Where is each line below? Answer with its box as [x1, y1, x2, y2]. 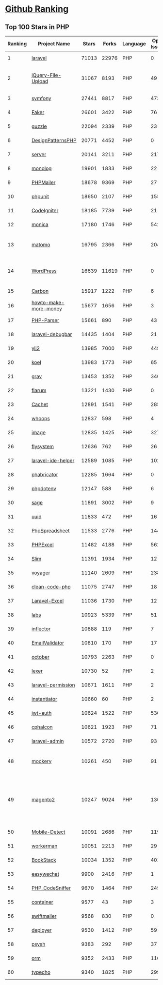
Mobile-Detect [31, 828, 65, 835]
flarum [31, 387, 47, 394]
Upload [31, 78, 49, 84]
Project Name [38, 40, 70, 47]
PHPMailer [31, 179, 56, 186]
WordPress [31, 267, 57, 274]
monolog [31, 165, 52, 172]
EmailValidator [31, 640, 65, 646]
